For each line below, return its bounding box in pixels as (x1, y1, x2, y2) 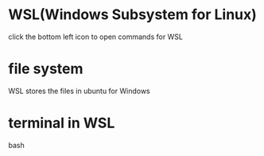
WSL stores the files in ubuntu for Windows (8, 86, 150, 96)
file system (8, 60, 83, 78)
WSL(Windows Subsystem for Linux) (8, 6, 257, 24)
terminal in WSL (8, 114, 115, 132)
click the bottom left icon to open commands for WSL (8, 32, 183, 41)
